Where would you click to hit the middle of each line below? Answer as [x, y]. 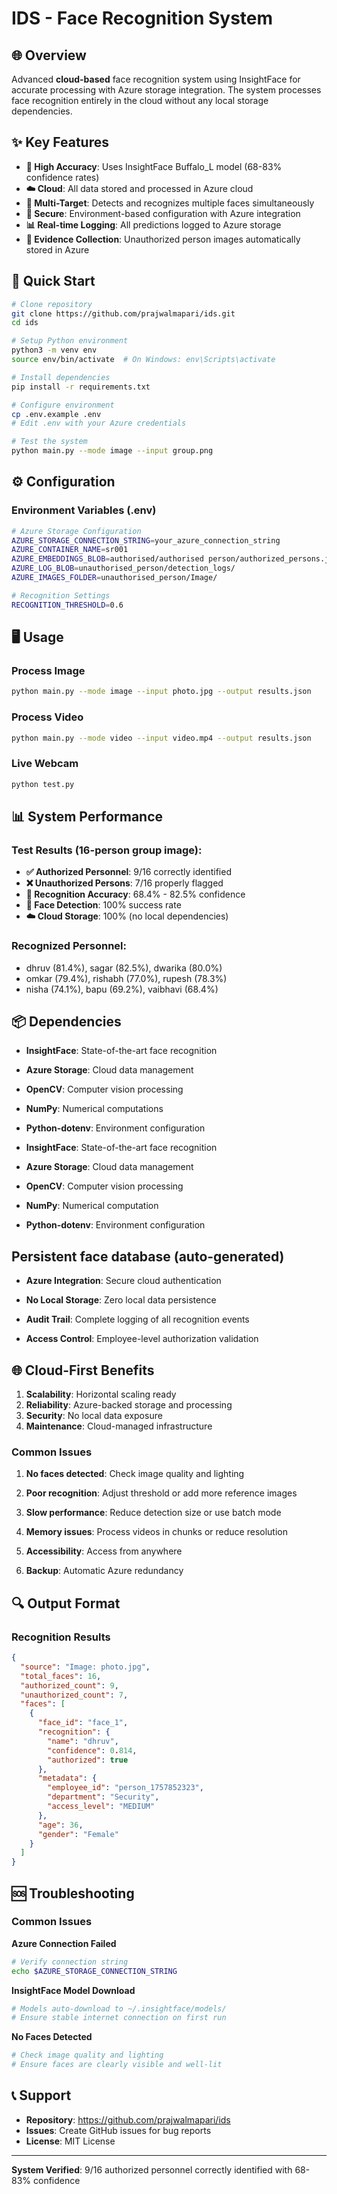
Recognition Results [61, 1637]
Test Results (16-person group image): [107, 850]
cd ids [25, 323]
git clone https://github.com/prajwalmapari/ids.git [123, 313]
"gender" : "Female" [78, 1834]
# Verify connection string [70, 1962]
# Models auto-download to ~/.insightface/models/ [119, 2008]
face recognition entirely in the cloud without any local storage [140, 100]
